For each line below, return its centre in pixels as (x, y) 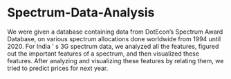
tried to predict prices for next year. (58, 68)
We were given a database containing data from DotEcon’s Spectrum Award (115, 32)
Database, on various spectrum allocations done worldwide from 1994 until (114, 38)
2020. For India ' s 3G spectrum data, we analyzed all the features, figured (113, 46)
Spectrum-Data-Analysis (81, 13)
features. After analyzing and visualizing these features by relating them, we (115, 60)
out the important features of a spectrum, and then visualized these (103, 54)
